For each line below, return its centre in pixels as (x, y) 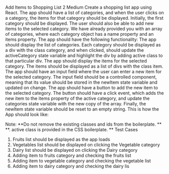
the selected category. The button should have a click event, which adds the (84, 93)
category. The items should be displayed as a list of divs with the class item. (84, 66)
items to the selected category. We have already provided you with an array (84, 29)
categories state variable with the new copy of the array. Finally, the (76, 104)
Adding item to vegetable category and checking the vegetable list (82, 161)
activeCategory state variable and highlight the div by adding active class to (84, 55)
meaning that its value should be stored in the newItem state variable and (81, 82)
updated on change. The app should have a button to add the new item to (81, 88)
